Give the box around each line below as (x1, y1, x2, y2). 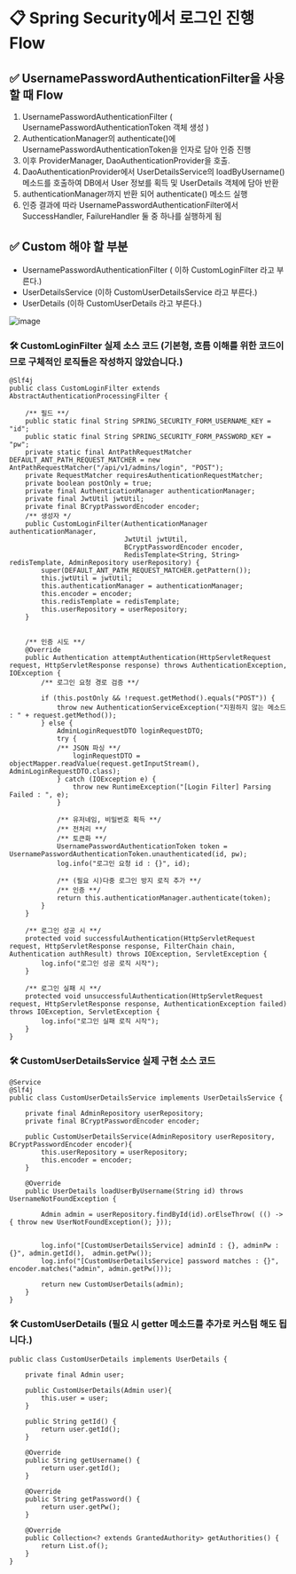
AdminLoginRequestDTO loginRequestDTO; (56, 727, 204, 735)
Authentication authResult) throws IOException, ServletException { (9, 950, 268, 959)
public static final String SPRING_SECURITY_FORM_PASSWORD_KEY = (25, 433, 272, 441)
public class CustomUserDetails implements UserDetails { (9, 1355, 228, 1363)
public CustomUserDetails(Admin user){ (25, 1386, 173, 1395)
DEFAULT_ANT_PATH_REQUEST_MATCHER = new (9, 456, 161, 465)
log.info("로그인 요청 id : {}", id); (56, 859, 191, 869)
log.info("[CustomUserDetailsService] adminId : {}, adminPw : (41, 1241, 279, 1251)
